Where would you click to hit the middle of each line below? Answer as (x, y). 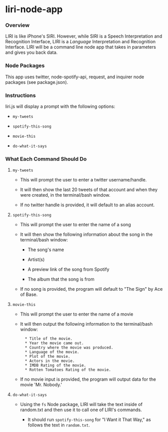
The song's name (46, 250)
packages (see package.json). (37, 82)
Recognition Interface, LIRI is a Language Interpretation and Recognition (80, 42)
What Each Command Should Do (46, 159)
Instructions (21, 95)
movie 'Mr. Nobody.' (41, 385)
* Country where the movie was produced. (69, 348)
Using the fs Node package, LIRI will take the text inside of (81, 405)
